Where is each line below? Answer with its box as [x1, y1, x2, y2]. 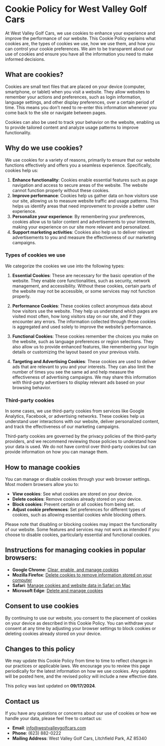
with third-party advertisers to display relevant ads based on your [12, 379, 145, 385]
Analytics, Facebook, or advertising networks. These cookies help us [5, 413, 145, 419]
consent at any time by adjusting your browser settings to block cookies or [5, 625, 156, 631]
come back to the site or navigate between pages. [5, 110, 107, 115]
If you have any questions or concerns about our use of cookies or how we [5, 710, 157, 716]
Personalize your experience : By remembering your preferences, [12, 213, 146, 219]
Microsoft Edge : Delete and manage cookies [12, 587, 103, 593]
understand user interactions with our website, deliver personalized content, [5, 419, 160, 425]
